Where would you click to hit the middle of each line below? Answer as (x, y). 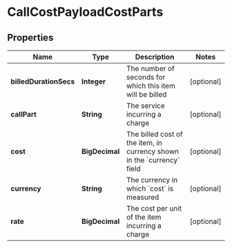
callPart (23, 114)
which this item (151, 86)
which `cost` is (150, 189)
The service (146, 106)
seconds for (146, 77)
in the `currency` (153, 160)
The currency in (152, 180)
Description (155, 57)
